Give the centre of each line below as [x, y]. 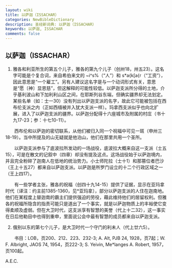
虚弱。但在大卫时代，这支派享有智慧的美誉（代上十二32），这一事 [92, 210]
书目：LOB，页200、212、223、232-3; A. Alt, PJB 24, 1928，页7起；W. [90, 238]
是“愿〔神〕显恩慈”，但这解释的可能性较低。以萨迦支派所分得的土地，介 [89, 88]
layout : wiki [19, 10]
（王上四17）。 [20, 174]
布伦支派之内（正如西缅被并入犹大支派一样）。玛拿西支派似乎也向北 [83, 107]
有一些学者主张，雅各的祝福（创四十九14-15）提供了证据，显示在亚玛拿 [89, 184]
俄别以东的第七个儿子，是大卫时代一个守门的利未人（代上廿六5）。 [82, 227]
